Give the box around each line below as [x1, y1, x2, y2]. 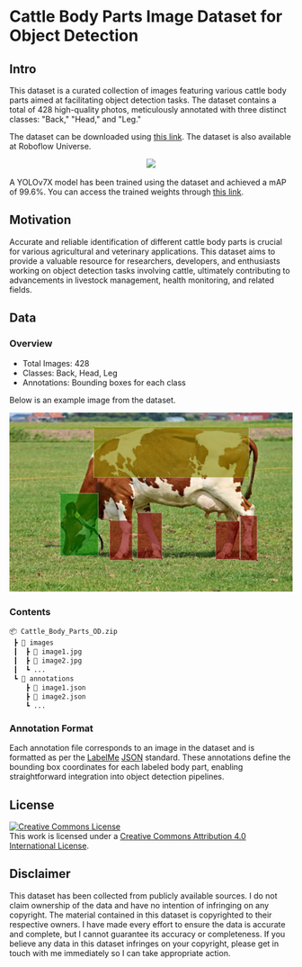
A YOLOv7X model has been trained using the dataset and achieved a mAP [9, 177, 287, 187]
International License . [9, 840, 90, 852]
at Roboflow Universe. [9, 141, 92, 151]
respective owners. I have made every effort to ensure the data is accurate [9, 918, 286, 929]
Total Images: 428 [22, 357, 90, 368]
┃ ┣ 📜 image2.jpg [13, 655, 83, 665]
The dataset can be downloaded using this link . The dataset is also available [9, 131, 292, 141]
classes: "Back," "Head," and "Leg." [9, 114, 142, 124]
